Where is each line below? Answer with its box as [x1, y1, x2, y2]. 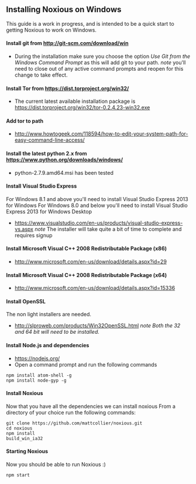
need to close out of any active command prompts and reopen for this [14, 65, 184, 72]
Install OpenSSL [6, 298, 46, 305]
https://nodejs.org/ [14, 355, 60, 362]
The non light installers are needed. [6, 311, 92, 318]
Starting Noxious [6, 448, 49, 455]
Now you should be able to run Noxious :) [6, 461, 106, 468]
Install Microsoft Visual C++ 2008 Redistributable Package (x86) [6, 245, 167, 252]
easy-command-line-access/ [14, 137, 85, 144]
